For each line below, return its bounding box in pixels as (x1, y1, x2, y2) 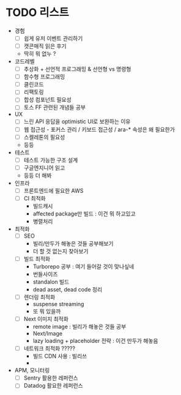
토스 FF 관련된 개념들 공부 (23, 103, 86, 111)
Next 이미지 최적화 (23, 315, 68, 323)
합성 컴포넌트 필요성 (23, 96, 72, 103)
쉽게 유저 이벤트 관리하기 (23, 34, 83, 42)
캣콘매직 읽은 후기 (23, 42, 67, 50)
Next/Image (32, 330, 62, 337)
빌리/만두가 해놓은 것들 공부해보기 (32, 239, 114, 247)
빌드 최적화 (23, 255, 50, 262)
